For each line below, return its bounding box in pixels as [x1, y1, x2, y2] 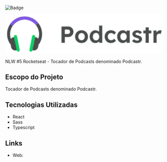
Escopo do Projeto [5, 73, 63, 81]
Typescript [12, 124, 35, 130]
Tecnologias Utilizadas [5, 100, 78, 109]
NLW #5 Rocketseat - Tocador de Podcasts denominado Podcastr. [5, 58, 142, 64]
